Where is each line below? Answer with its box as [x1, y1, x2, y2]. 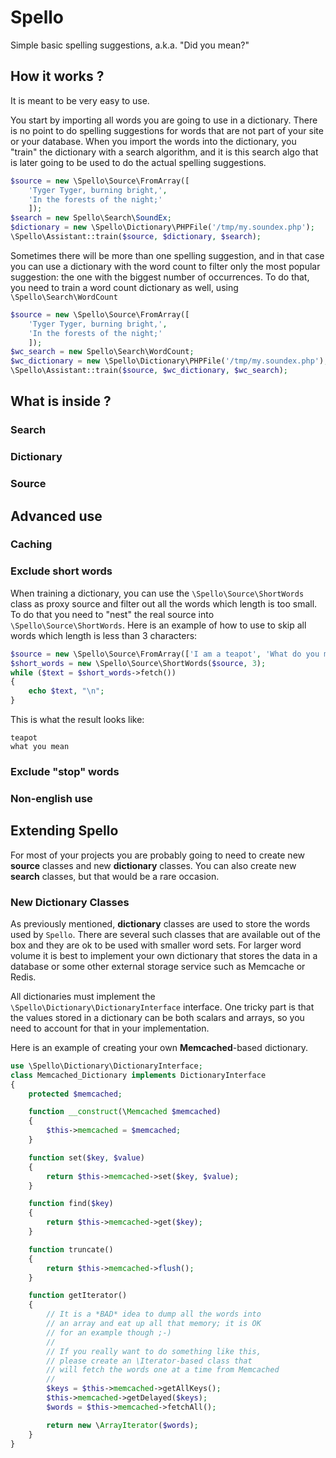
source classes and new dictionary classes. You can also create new [10, 859, 297, 871]
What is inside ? [10, 393, 112, 410]
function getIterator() [28, 1291, 128, 1301]
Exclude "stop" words [10, 764, 120, 778]
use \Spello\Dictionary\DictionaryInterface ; [10, 1061, 203, 1071]
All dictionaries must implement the [10, 990, 156, 1002]
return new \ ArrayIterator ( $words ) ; [46, 1420, 199, 1430]
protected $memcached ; [28, 1089, 123, 1099]
